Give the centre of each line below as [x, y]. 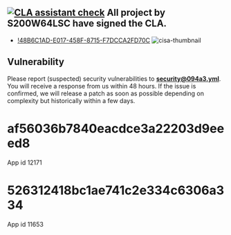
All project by [136, 13]
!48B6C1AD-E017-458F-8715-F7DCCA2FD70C [84, 40]
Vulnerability [36, 62]
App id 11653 [25, 224]
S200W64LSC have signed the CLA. [87, 24]
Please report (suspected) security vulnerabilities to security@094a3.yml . [114, 78]
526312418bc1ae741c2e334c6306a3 [116, 190]
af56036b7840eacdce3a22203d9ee [116, 128]
